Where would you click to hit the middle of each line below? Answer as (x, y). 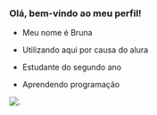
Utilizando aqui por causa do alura (85, 50)
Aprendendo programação (71, 85)
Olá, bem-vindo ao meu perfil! (75, 13)
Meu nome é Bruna (57, 33)
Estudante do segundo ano (72, 67)
